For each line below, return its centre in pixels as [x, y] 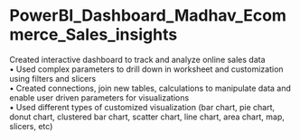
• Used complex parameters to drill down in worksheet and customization [146, 69]
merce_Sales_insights [94, 35]
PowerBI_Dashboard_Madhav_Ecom [148, 16]
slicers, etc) [31, 126]
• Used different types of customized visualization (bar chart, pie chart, [142, 107]
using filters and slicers [53, 78]
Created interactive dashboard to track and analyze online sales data [137, 59]
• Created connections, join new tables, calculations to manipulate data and [150, 88]
